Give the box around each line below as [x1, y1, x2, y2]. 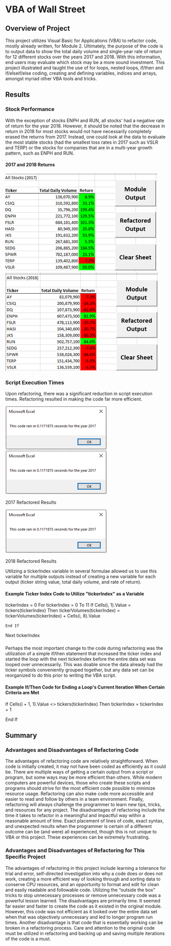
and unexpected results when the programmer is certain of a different [5, 823, 152, 829]
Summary [5, 731, 37, 740]
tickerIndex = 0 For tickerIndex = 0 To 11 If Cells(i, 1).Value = [5, 602, 131, 608]
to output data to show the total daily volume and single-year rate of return [5, 49, 162, 54]
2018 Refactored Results [5, 558, 57, 564]
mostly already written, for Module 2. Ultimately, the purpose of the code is [5, 43, 163, 49]
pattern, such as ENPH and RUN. [5, 150, 75, 156]
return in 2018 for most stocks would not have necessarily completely [5, 128, 152, 134]
